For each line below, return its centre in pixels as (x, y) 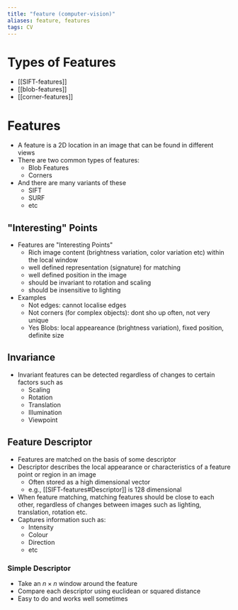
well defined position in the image (78, 275)
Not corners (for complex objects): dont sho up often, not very (119, 313)
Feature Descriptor (50, 442)
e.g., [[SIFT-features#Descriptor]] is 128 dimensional (105, 489)
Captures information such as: (62, 519)
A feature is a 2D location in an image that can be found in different (115, 145)
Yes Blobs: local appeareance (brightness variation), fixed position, (126, 328)
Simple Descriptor (39, 568)
